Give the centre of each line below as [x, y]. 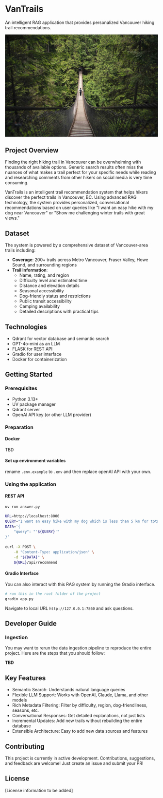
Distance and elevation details [49, 285]
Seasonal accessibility [41, 291]
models [19, 700]
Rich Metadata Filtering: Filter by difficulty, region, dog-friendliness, [80, 705]
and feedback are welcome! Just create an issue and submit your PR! [74, 763]
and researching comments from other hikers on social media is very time [79, 178]
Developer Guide [31, 624]
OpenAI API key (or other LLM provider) [51, 415]
